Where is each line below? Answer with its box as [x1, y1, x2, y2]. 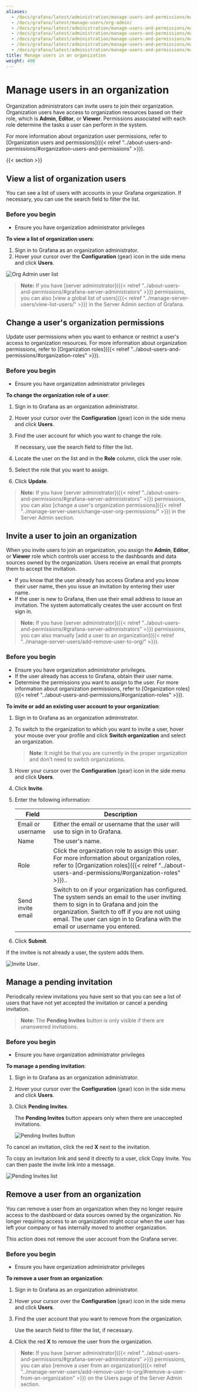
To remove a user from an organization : [6, 1275, 104, 1282]
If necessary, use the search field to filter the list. [14, 443, 133, 450]
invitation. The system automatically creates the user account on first [14, 601, 182, 609]
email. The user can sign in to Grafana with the [53, 915, 182, 923]
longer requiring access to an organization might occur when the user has [6, 1218, 185, 1225]
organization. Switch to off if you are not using [53, 907, 181, 916]
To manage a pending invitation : [6, 1062, 86, 1069]
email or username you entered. [53, 922, 141, 930]
